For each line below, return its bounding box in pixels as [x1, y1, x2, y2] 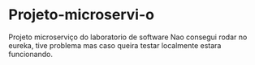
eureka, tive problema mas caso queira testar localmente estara [8, 40, 222, 50]
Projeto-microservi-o [8, 6, 154, 24]
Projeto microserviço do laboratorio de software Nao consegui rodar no [8, 32, 248, 42]
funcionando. [8, 49, 53, 59]
